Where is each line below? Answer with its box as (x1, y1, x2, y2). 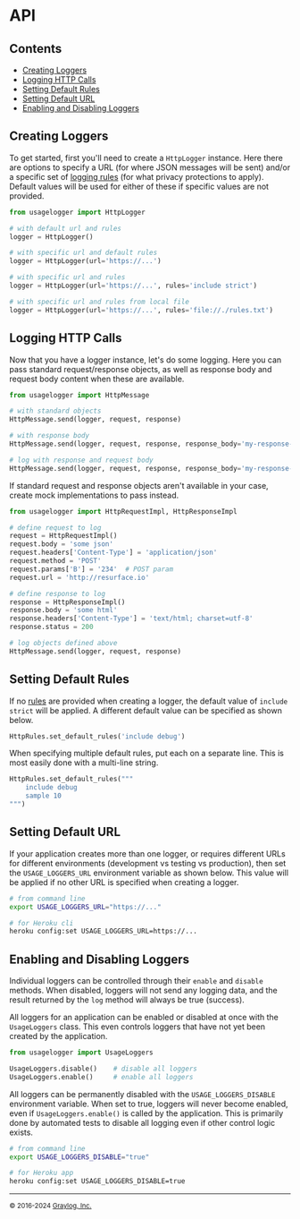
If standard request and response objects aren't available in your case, (9, 480, 270, 490)
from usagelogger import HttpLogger (9, 208, 146, 217)
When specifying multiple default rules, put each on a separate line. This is (9, 748, 284, 759)
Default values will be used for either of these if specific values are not (9, 181, 270, 192)
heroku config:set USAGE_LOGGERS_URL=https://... (9, 927, 198, 936)
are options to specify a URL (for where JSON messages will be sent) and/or (9, 162, 291, 173)
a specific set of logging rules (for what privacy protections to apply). (9, 171, 264, 182)
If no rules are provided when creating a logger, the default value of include (9, 695, 288, 706)
